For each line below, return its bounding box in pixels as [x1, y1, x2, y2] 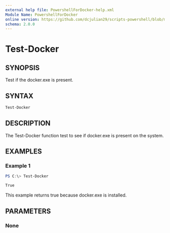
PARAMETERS [5, 207, 51, 215]
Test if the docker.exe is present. [5, 77, 73, 83]
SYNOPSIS [5, 63, 40, 72]
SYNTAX [5, 92, 34, 100]
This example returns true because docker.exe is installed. [5, 192, 127, 198]
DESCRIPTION [5, 119, 51, 128]
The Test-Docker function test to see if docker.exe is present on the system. [5, 132, 164, 138]
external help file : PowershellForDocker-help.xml [5, 7, 114, 13]
